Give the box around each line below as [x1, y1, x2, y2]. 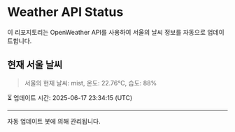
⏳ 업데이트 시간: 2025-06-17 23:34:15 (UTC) [7, 93, 133, 101]
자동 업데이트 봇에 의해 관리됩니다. [7, 117, 101, 125]
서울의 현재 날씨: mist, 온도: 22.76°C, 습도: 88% [24, 79, 157, 87]
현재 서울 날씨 [7, 59, 63, 71]
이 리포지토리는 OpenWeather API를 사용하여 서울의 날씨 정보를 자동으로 [7, 28, 206, 36]
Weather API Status [7, 4, 124, 20]
